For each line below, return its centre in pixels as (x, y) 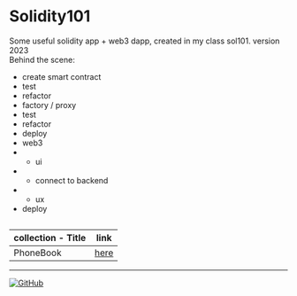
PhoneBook (38, 253)
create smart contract (61, 76)
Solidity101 (50, 16)
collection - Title (50, 238)
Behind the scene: (42, 59)
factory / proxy (49, 105)
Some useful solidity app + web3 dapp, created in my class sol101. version (145, 41)
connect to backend (72, 180)
